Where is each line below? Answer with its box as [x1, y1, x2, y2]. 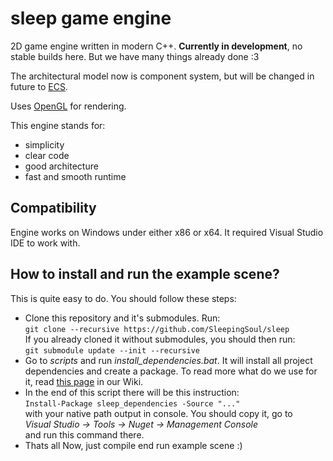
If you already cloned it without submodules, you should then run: [24, 333, 296, 345]
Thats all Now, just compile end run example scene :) [24, 439, 243, 451]
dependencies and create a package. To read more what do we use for [24, 365, 318, 377]
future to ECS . [10, 80, 68, 92]
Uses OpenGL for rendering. [10, 100, 127, 112]
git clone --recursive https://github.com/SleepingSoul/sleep [24, 324, 290, 334]
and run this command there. [24, 428, 145, 441]
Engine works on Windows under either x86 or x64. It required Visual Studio [10, 226, 324, 238]
